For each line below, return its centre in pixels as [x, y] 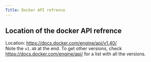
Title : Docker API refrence [35, 10]
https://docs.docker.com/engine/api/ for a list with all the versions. [76, 54]
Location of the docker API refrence [64, 31]
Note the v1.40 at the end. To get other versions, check [64, 49]
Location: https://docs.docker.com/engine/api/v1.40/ [61, 43]
